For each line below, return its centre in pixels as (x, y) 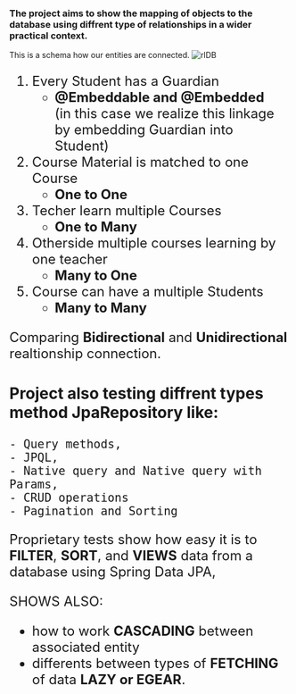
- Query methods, (66, 444)
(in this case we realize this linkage (164, 114)
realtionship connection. (86, 354)
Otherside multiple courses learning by (154, 243)
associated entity (86, 647)
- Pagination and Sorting (94, 511)
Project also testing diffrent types (137, 393)
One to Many (96, 227)
